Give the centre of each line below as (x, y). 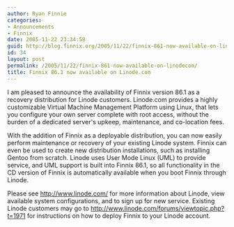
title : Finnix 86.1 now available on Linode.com (79, 72)
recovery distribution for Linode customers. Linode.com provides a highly (112, 99)
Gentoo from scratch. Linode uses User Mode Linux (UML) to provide (107, 157)
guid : (15, 46)
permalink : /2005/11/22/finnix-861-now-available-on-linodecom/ (102, 66)
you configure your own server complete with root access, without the (108, 114)
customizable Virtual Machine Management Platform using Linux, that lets (113, 107)
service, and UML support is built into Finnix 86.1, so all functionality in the (114, 165)
